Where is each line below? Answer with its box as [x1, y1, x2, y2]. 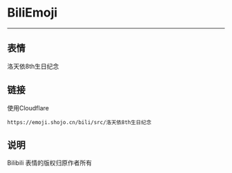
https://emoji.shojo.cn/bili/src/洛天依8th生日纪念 [7, 119, 152, 125]
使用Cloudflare [7, 103, 50, 112]
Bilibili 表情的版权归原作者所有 [7, 159, 93, 167]
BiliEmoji [7, 5, 58, 21]
